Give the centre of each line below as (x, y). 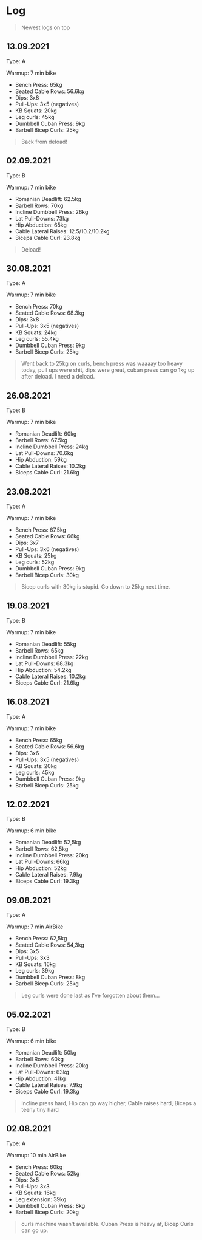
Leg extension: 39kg (41, 1199)
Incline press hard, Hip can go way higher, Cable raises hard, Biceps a (109, 1103)
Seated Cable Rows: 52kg (47, 1173)
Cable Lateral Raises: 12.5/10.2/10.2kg (62, 231)
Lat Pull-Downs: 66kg (42, 862)
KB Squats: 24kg (36, 332)
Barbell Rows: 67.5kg (41, 440)
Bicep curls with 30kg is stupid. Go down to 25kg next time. (96, 587)
